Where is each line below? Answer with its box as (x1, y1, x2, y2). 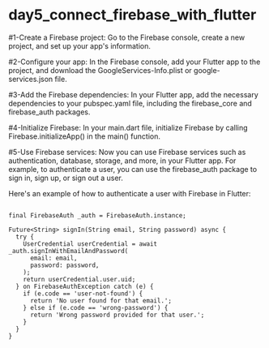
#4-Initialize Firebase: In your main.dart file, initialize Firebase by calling (8, 122, 249, 132)
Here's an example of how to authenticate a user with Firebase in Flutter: (8, 188, 251, 198)
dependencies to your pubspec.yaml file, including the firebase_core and (8, 98, 253, 108)
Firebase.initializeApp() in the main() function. (8, 131, 160, 141)
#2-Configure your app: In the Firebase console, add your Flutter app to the (8, 57, 261, 67)
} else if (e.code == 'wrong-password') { (23, 303, 169, 311)
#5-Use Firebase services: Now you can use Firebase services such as (8, 147, 246, 157)
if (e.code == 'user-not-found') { (23, 290, 143, 298)
